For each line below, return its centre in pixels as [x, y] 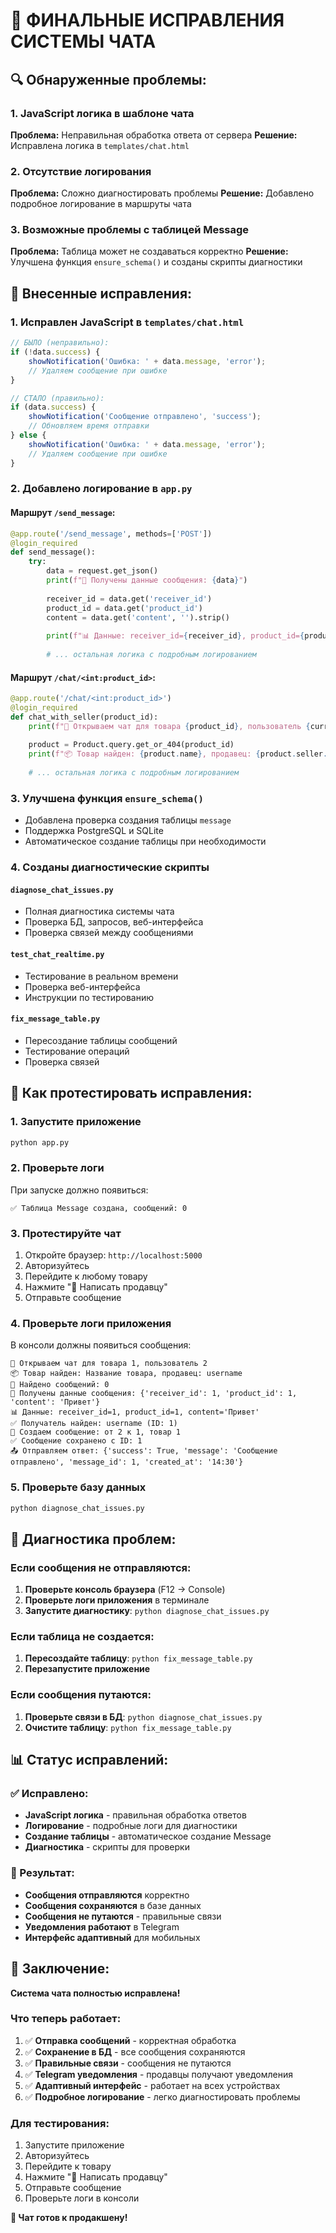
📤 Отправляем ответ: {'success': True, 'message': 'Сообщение [144, 1451]
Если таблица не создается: [82, 1637]
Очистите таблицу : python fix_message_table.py [128, 1727]
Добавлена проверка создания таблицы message [128, 820]
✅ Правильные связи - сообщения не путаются [128, 2063]
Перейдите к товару [68, 2166]
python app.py [40, 1142]
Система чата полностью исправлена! [95, 1993]
